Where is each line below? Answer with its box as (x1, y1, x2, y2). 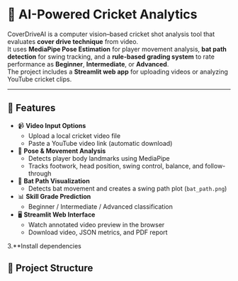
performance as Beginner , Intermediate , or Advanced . (7, 59, 169, 68)
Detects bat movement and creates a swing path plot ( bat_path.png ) (28, 184, 227, 193)
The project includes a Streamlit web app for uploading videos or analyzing (7, 67, 229, 76)
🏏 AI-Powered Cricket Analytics (7, 6, 198, 23)
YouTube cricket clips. (7, 74, 72, 84)
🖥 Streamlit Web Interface (17, 210, 96, 219)
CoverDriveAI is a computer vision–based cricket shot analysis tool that (7, 30, 215, 38)
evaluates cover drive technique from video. (7, 37, 139, 45)
